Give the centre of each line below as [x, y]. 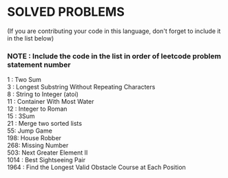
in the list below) [31, 38]
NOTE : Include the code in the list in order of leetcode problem [114, 56]
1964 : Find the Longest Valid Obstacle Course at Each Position [96, 167]
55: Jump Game [30, 131]
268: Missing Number [38, 146]
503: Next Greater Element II [48, 153]
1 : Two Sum [24, 80]
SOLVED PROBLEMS [66, 12]
